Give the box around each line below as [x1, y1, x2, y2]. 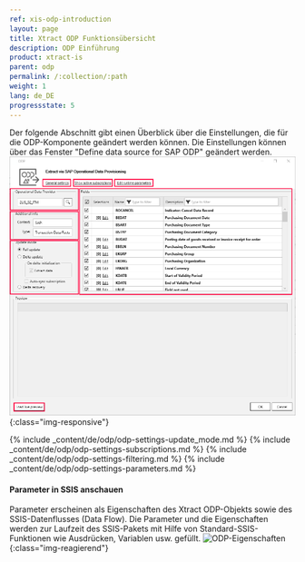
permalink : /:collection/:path [9, 73, 128, 82]
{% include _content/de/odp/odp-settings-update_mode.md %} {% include [9, 434, 290, 445]
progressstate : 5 [9, 101, 75, 110]
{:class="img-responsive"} [9, 416, 110, 427]
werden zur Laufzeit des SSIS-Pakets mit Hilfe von [9, 523, 198, 535]
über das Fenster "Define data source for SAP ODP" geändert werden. [9, 146, 272, 157]
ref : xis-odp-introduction [9, 15, 112, 24]
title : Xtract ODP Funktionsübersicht [9, 34, 156, 43]
